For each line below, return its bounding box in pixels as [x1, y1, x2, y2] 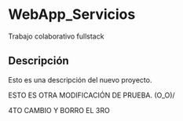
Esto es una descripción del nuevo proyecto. [8, 75, 152, 84]
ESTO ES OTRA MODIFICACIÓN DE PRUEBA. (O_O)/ [8, 90, 175, 100]
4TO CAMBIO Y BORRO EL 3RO [8, 105, 110, 115]
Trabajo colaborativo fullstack [8, 31, 104, 41]
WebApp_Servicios [8, 5, 136, 24]
